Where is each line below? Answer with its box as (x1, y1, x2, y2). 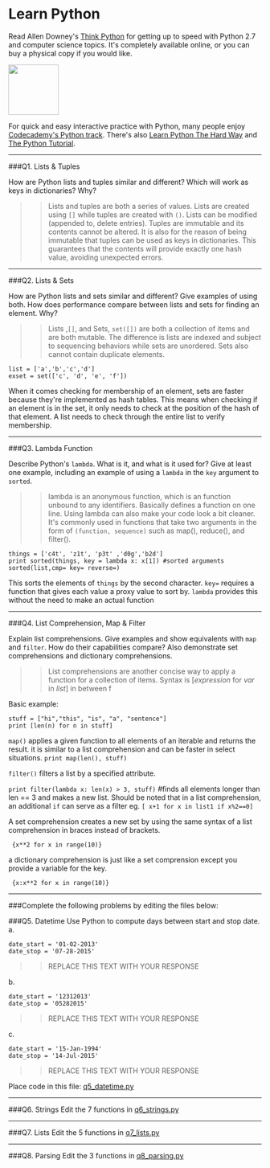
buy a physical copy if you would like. (8, 48, 133, 58)
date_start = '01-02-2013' (8, 940, 99, 949)
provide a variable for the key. (8, 863, 107, 873)
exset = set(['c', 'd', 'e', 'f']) (8, 371, 128, 380)
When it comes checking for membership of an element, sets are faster (8, 386, 244, 395)
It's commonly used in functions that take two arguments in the (47, 517, 257, 527)
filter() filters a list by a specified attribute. (8, 768, 157, 778)
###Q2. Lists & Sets (8, 275, 75, 285)
